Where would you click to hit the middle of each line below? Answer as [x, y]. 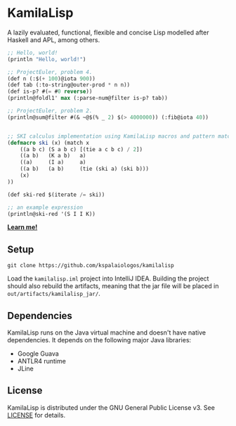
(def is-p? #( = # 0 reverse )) [50, 92]
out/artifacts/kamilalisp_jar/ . [54, 294]
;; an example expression [45, 207]
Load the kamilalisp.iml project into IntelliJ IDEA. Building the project [108, 278]
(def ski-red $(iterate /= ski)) [56, 195]
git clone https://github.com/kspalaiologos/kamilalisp [91, 266]
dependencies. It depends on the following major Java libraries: [99, 340]
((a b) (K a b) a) [53, 156]
